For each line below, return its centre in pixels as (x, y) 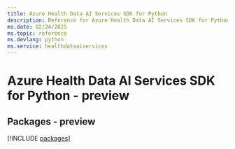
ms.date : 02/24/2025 (37, 27)
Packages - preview (51, 121)
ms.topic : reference (37, 33)
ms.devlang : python (36, 40)
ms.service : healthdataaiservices (58, 46)
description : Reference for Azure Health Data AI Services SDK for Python (119, 20)
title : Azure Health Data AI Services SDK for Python (87, 14)
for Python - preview (68, 96)
